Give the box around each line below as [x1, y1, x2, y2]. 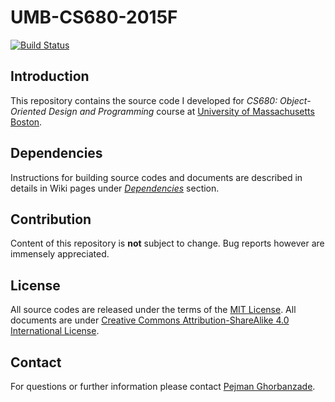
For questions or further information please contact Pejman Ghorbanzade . [10, 381, 316, 392]
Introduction [10, 68, 90, 85]
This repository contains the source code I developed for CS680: [10, 94, 278, 106]
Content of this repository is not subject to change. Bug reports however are [10, 237, 325, 250]
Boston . [10, 116, 43, 128]
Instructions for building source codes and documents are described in [10, 171, 303, 183]
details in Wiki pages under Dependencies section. [10, 182, 220, 194]
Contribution [10, 211, 92, 228]
